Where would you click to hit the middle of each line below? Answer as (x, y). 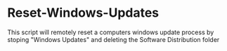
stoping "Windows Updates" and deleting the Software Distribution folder (113, 39)
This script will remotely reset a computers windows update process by (111, 32)
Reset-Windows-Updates (83, 13)
